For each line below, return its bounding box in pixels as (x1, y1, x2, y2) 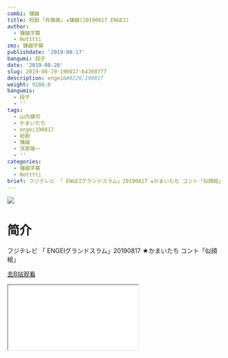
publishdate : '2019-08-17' (7, 49, 85, 56)
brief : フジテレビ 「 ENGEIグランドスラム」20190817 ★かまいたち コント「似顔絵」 (7, 177, 224, 184)
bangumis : (7, 87, 36, 94)
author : (7, 23, 30, 30)
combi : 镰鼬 (7, 10, 40, 17)
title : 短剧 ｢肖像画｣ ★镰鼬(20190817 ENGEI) (7, 17, 130, 24)
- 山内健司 (13, 113, 41, 120)
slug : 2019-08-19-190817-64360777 (7, 68, 107, 75)
